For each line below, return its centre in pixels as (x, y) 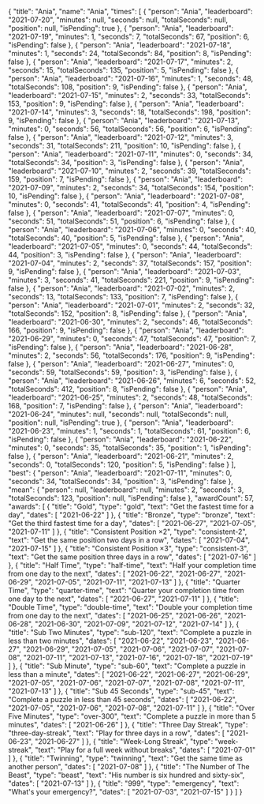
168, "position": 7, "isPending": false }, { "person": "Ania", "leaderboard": (126, 406)
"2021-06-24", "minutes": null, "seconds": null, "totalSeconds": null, (118, 414)
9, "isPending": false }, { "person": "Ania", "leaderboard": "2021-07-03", (125, 271)
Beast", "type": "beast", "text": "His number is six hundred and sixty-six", (126, 775)
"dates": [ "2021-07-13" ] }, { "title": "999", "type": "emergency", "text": (124, 783)
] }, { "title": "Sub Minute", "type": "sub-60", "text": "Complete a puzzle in (127, 666)
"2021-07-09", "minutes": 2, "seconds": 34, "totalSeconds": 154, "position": (131, 188)
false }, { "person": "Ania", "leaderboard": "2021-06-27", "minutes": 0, (121, 364)
